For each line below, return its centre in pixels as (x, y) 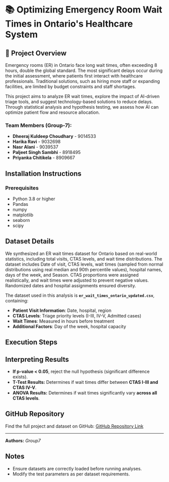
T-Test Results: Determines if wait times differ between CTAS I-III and (85, 382)
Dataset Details (30, 241)
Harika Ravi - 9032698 (36, 142)
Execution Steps (31, 342)
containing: (17, 300)
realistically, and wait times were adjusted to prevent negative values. (77, 280)
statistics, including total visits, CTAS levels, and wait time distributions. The (84, 259)
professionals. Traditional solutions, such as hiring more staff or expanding (82, 81)
